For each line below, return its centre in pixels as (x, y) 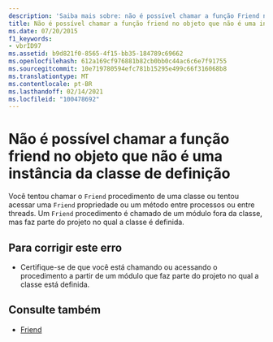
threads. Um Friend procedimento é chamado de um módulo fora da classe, (135, 214)
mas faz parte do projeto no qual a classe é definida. (96, 222)
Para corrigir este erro (65, 247)
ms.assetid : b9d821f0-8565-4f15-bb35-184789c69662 (96, 54)
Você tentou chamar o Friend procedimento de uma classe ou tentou (124, 197)
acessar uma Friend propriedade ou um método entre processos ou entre (132, 205)
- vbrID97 (25, 46)
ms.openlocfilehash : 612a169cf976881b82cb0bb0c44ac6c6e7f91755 (118, 62)
